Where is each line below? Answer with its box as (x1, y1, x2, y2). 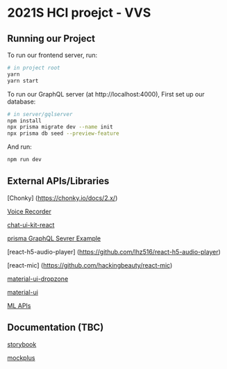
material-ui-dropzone (7, 274, 69, 283)
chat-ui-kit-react (7, 220, 55, 229)
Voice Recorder (7, 207, 52, 215)
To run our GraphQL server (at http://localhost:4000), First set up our (7, 90, 205, 98)
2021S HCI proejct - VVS (7, 5, 151, 21)
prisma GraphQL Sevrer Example (7, 234, 101, 243)
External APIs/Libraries (7, 175, 110, 187)
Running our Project (7, 33, 96, 44)
